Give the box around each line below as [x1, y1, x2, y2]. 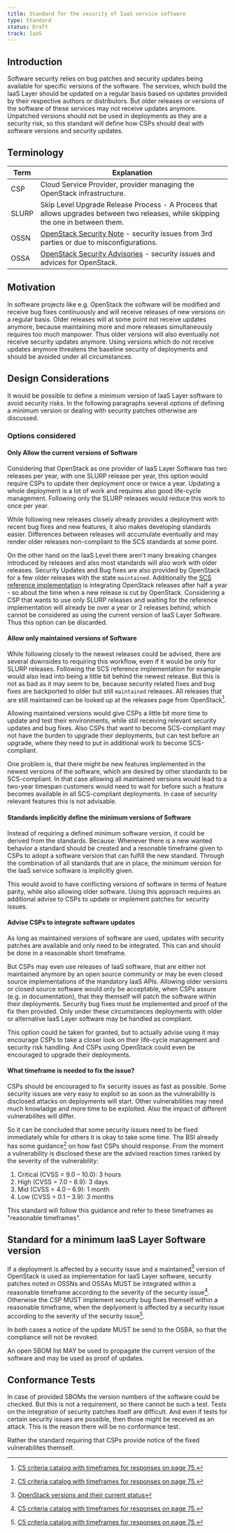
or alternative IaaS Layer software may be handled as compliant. [7, 1015, 193, 1023]
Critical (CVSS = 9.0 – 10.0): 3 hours [17, 1170, 121, 1179]
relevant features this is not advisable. [7, 797, 117, 805]
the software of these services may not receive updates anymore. [7, 105, 197, 113]
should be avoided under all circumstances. [7, 352, 133, 361]
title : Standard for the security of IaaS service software [7, 10, 187, 18]
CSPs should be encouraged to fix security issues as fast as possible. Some [7, 1082, 227, 1091]
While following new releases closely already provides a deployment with [7, 515, 218, 523]
